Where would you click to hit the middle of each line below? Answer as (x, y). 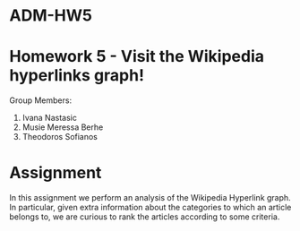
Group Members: (41, 100)
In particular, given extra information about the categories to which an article (150, 208)
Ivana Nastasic (50, 118)
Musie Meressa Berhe (63, 127)
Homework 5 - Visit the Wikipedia (137, 57)
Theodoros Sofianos (60, 137)
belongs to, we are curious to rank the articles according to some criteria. (145, 217)
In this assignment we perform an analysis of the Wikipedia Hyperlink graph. (150, 198)
